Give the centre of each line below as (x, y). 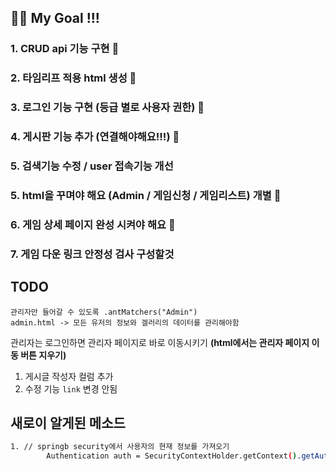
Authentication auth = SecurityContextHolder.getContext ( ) (172, 456)
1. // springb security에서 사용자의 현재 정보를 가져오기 (120, 447)
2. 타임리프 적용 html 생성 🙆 (73, 78)
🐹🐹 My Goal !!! (55, 18)
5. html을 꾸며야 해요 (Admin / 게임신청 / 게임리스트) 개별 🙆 (146, 195)
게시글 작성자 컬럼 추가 (69, 376)
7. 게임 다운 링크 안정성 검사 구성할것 (92, 254)
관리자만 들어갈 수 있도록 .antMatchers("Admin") (104, 312)
